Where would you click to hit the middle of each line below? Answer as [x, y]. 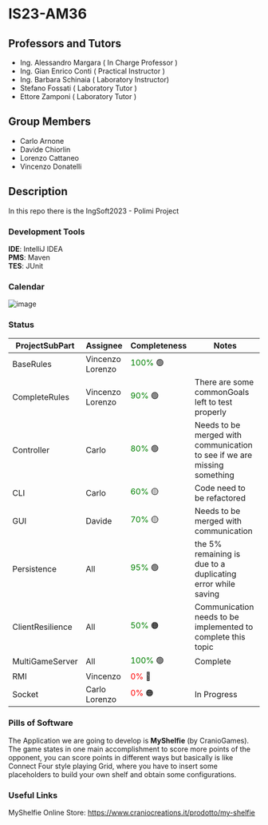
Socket [25, 694]
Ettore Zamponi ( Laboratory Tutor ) [78, 96]
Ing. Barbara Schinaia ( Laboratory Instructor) [95, 80]
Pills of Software [41, 723]
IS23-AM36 [48, 14]
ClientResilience [43, 627]
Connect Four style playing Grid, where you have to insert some [113, 766]
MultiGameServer [45, 662]
